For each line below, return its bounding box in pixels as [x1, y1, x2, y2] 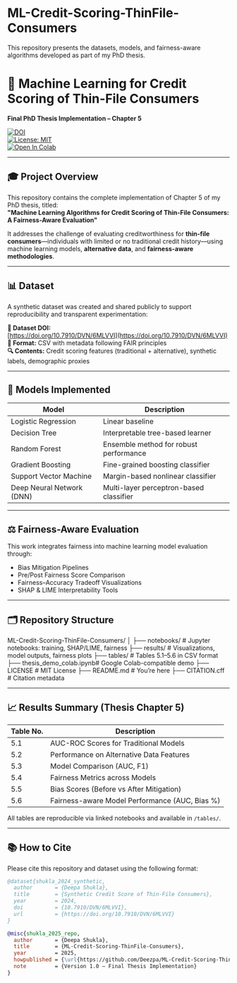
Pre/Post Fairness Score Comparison [17, 571, 126, 579]
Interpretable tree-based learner [103, 428, 212, 438]
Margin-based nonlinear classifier [103, 472, 217, 482]
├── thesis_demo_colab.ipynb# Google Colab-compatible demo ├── [7, 658, 209, 667]
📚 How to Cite [7, 842, 72, 854]
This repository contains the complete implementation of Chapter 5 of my [7, 193, 221, 202]
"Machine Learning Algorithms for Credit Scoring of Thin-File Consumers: [7, 208, 229, 216]
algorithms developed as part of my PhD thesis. [7, 51, 146, 59]
